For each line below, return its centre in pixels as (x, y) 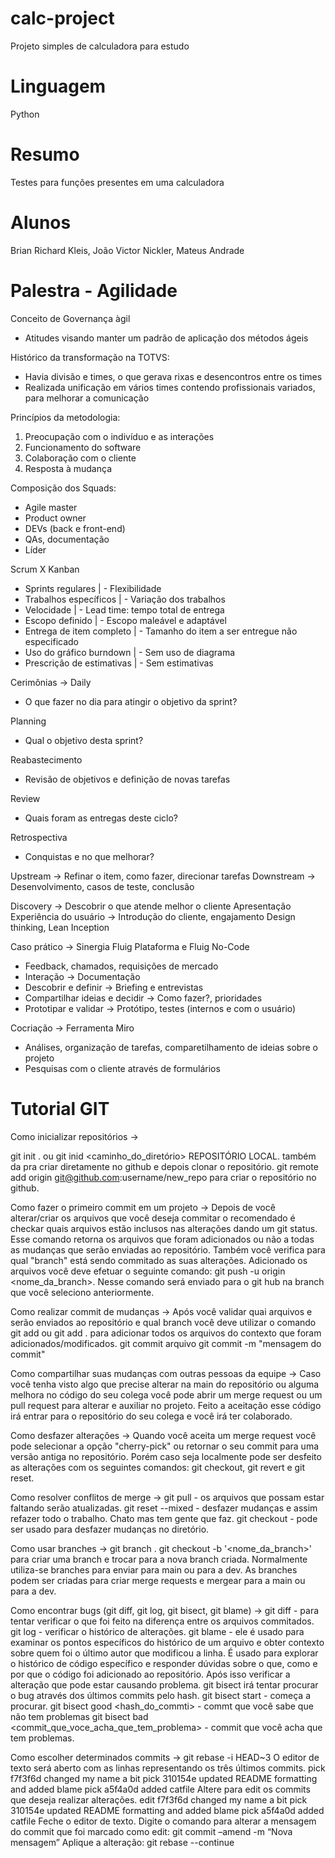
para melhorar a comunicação (87, 398)
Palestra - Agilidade (94, 290)
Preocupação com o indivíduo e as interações (119, 436)
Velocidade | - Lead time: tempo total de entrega (124, 609)
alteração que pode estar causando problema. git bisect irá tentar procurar (164, 1684)
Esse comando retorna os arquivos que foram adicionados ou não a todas (162, 1239)
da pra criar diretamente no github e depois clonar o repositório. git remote (164, 1166)
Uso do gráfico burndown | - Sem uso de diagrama (130, 652)
